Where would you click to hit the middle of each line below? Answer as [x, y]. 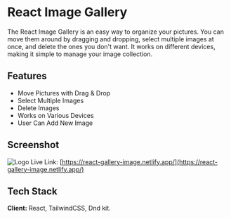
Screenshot [33, 145]
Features [27, 76]
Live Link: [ [46, 161]
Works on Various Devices [55, 115]
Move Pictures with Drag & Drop [64, 93]
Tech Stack [32, 191]
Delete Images [38, 108]
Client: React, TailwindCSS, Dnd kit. [59, 208]
